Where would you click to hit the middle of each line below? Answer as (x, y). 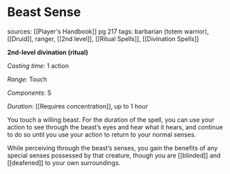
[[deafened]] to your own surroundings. (64, 163)
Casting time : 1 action (38, 65)
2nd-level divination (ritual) (48, 52)
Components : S (30, 93)
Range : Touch (27, 79)
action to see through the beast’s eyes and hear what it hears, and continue (115, 127)
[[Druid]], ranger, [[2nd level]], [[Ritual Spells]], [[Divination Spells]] (103, 38)
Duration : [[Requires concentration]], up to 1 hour (77, 106)
